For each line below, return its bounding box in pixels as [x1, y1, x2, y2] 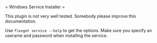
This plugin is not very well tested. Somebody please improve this [5, 13, 137, 19]
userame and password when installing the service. [5, 33, 108, 38]
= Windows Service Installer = [5, 4, 65, 10]
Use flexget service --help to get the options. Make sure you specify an [5, 28, 152, 33]
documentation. [5, 19, 37, 24]
